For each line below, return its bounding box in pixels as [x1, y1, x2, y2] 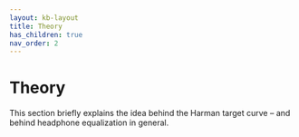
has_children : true [9, 30, 83, 39]
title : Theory [9, 22, 63, 31]
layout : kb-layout [9, 13, 79, 23]
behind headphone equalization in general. [9, 117, 169, 128]
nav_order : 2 [9, 38, 59, 48]
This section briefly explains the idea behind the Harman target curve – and [9, 108, 291, 119]
